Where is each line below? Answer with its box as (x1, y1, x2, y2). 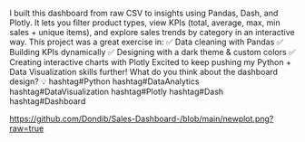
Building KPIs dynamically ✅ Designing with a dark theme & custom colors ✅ (9, 47, 296, 57)
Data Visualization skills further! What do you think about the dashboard (9, 67, 279, 77)
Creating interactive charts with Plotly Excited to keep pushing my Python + (9, 57, 292, 67)
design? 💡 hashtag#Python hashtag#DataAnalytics (9, 76, 200, 87)
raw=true (9, 123, 44, 134)
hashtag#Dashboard (9, 96, 86, 107)
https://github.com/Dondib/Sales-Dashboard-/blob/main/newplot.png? (9, 113, 274, 124)
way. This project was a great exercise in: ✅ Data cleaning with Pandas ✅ (9, 36, 284, 47)
